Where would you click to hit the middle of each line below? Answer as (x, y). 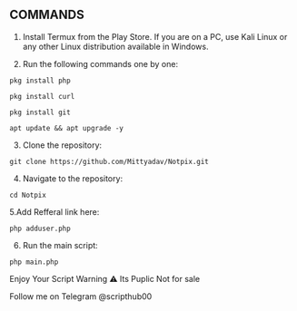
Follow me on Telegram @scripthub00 (81, 296)
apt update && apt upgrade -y (67, 128)
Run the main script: (60, 245)
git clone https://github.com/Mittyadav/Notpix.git (109, 161)
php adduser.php (40, 228)
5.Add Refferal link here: (54, 211)
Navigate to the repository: (73, 178)
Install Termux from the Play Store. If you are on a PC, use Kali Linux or (155, 36)
